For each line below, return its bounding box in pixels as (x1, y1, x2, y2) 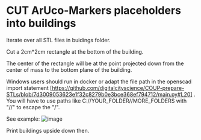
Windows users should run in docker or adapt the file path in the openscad (6, 78, 191, 85)
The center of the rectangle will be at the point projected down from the (6, 60, 184, 67)
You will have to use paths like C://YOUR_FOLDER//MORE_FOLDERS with (6, 97, 187, 104)
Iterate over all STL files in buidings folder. (6, 36, 111, 43)
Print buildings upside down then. (6, 127, 90, 134)
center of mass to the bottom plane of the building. (6, 66, 132, 73)
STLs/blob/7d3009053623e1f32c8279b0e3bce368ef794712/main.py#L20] (6, 91, 193, 98)
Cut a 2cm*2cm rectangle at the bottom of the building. (6, 48, 144, 55)
